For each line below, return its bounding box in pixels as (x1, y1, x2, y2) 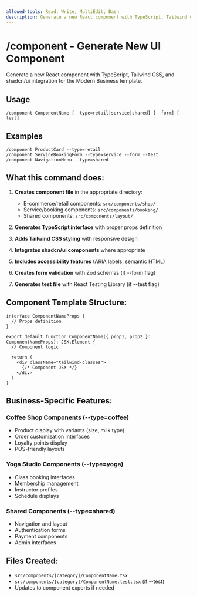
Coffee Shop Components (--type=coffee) (6, 413, 129, 422)
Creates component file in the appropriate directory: (14, 188, 142, 196)
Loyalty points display (14, 439, 67, 446)
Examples (6, 131, 43, 141)
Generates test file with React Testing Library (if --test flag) (14, 280, 159, 288)
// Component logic (11, 344, 59, 350)
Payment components (14, 533, 68, 540)
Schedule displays (14, 492, 59, 499)
